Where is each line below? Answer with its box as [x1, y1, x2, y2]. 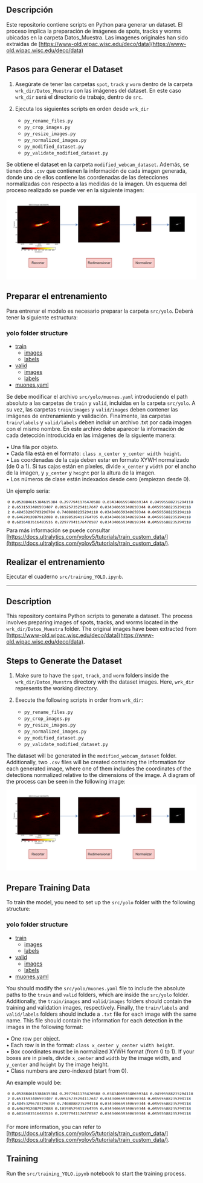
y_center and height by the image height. [6, 1061, 109, 1068]
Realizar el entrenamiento [6, 557, 105, 567]
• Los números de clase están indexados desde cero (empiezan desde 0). [6, 476, 190, 483]
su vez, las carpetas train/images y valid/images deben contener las [6, 406, 178, 413]
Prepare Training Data [6, 882, 91, 893]
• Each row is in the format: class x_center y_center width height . [6, 1041, 175, 1048]
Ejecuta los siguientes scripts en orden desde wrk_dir [14, 105, 149, 112]
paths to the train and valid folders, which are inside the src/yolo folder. [6, 991, 189, 998]
